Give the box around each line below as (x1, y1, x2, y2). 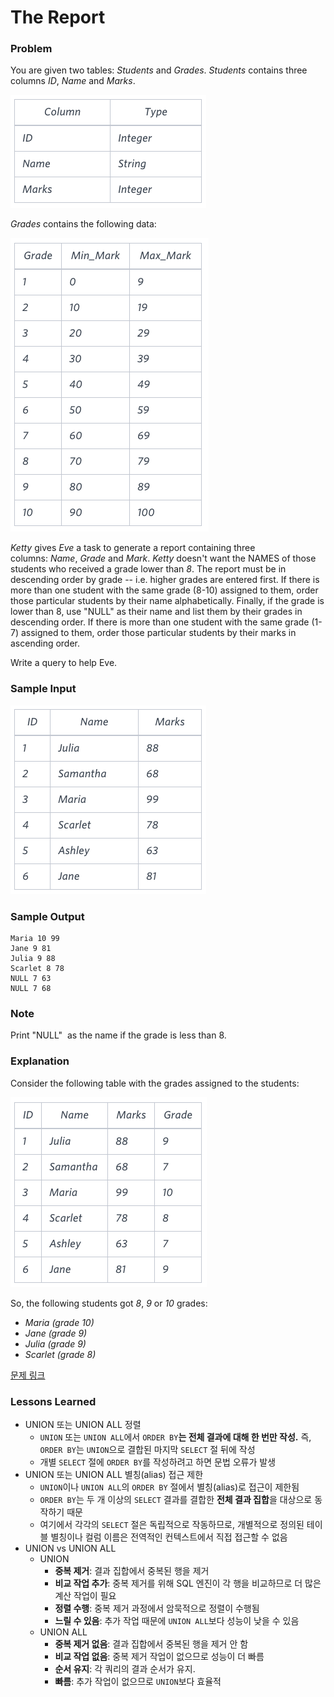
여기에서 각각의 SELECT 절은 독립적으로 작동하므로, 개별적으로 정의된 (39, 1518, 305, 1530)
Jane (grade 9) (24, 1327, 88, 1339)
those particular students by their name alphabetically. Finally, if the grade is (10, 595, 325, 607)
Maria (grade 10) (24, 1316, 95, 1328)
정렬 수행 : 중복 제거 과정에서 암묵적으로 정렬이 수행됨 (54, 1602, 260, 1614)
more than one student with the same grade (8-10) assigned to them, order (10, 584, 319, 596)
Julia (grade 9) (24, 1337, 87, 1350)
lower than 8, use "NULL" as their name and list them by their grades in (10, 606, 303, 618)
